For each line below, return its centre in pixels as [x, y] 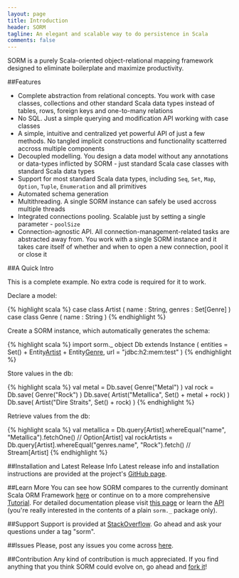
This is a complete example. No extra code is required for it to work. [107, 282]
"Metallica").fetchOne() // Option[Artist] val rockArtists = [90, 437]
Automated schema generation [63, 194]
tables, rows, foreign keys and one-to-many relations [95, 111]
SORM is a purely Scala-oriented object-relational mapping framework [110, 60]
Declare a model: [32, 296]
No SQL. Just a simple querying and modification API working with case [123, 119]
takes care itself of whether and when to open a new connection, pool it [123, 247]
